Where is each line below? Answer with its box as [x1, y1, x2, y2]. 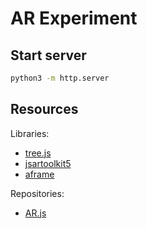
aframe [24, 168, 55, 180]
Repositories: [10, 187, 65, 199]
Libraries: [10, 127, 50, 139]
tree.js [24, 147, 52, 159]
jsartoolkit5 [24, 157, 72, 169]
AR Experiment [10, 7, 138, 30]
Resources [10, 101, 79, 118]
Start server [10, 47, 87, 64]
